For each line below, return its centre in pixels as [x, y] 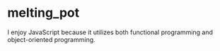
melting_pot [44, 13]
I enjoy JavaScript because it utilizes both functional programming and [110, 32]
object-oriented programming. [51, 39]
